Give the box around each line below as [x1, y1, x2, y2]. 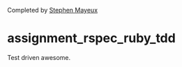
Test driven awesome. [7, 53, 71, 61]
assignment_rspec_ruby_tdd [7, 31, 176, 46]
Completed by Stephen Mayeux [7, 6, 98, 14]
